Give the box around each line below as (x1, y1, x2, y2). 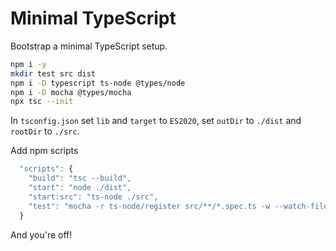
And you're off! (10, 228, 73, 241)
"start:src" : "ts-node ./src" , (28, 192, 159, 202)
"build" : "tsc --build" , (28, 173, 132, 184)
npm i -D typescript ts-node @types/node (10, 78, 186, 88)
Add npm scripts (10, 145, 79, 157)
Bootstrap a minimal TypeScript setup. (10, 40, 168, 52)
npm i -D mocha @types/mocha (10, 87, 132, 97)
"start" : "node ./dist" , (28, 183, 132, 193)
